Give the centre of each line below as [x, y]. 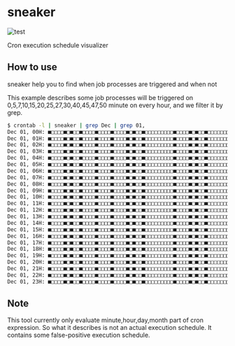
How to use [32, 67]
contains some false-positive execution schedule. [79, 335]
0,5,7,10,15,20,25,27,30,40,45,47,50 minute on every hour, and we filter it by [115, 105]
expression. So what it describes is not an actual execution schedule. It [109, 328]
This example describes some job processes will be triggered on [100, 97]
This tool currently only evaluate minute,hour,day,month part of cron [106, 320]
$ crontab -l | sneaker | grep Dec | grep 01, [76, 125]
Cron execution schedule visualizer [58, 45]
